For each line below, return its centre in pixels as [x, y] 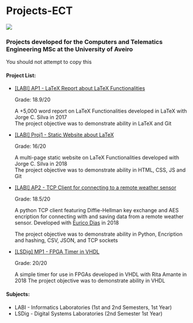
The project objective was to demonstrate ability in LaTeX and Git [93, 124]
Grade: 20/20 [31, 263]
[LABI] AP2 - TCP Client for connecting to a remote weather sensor [95, 188]
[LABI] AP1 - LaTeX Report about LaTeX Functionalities [80, 89]
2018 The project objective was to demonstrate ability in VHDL [90, 281]
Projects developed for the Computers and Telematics [84, 42]
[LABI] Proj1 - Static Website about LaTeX [64, 135]
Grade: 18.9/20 [32, 100]
